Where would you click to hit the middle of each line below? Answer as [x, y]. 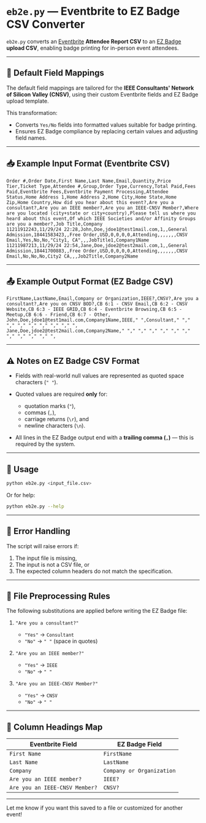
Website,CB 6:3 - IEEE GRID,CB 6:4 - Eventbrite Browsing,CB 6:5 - [94, 309]
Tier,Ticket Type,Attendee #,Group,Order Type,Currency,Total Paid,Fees [101, 186]
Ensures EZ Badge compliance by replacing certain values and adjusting [106, 131]
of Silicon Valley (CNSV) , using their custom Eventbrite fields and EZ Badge [102, 94]
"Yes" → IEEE [41, 665]
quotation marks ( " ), [50, 406]
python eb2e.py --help [35, 506]
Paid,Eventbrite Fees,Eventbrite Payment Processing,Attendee [87, 192]
